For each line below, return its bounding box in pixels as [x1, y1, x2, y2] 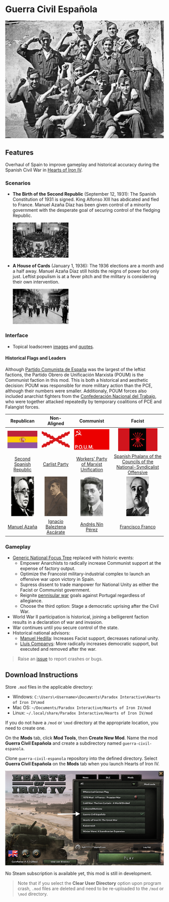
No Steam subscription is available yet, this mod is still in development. [5, 871, 152, 877]
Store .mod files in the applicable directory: [5, 684, 93, 690]
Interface [5, 332, 29, 339]
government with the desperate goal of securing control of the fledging [12, 207, 160, 213]
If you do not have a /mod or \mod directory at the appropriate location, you [5, 719, 158, 726]
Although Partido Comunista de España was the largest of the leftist [5, 366, 146, 372]
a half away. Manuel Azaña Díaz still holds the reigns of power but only [12, 268, 159, 274]
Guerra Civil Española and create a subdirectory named [5, 740, 122, 746]
